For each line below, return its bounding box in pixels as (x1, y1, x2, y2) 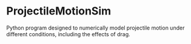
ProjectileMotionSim (6, 4, 112, 18)
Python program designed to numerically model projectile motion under (6, 24, 185, 31)
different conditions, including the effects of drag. (6, 30, 130, 37)
